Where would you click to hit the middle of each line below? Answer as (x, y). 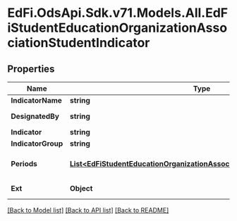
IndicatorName (36, 100)
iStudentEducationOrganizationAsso (117, 28)
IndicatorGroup (37, 144)
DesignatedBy (35, 116)
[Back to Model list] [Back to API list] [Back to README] (88, 210)
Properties (31, 69)
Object (81, 188)
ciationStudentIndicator (79, 43)
